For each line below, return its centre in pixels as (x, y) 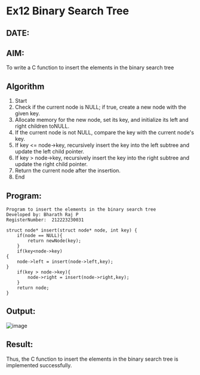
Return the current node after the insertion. (68, 171)
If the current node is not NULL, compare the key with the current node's (104, 133)
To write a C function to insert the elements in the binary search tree (90, 67)
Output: (21, 311)
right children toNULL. (42, 126)
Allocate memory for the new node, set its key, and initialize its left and (102, 120)
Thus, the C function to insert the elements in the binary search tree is (92, 359)
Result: (20, 345)
